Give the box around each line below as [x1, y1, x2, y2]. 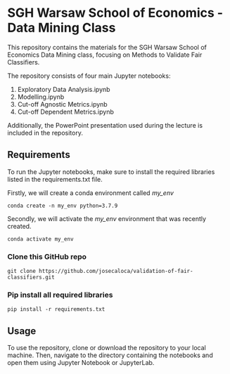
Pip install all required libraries [7, 290, 113, 300]
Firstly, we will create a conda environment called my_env [7, 188, 174, 197]
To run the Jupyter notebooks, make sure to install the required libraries [7, 167, 215, 176]
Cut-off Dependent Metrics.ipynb [17, 107, 114, 116]
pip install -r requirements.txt [7, 306, 106, 313]
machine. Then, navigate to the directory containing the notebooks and [7, 351, 213, 359]
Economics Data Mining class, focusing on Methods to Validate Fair [7, 51, 203, 59]
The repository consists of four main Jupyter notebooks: [7, 72, 171, 80]
